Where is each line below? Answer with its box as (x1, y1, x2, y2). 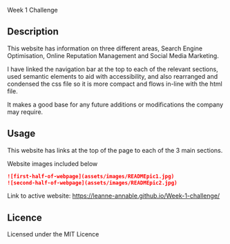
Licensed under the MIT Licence (7, 230, 99, 238)
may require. (7, 107, 44, 116)
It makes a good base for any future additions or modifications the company (7, 100, 224, 109)
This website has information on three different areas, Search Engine (7, 44, 202, 53)
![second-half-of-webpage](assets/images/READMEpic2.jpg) (7, 179, 178, 186)
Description (7, 26, 59, 37)
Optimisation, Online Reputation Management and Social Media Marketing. (7, 51, 219, 59)
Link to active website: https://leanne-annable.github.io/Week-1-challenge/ (7, 191, 220, 200)
